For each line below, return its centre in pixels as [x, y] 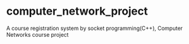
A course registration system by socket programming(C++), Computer [94, 28]
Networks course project [37, 34]
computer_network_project [77, 11]
